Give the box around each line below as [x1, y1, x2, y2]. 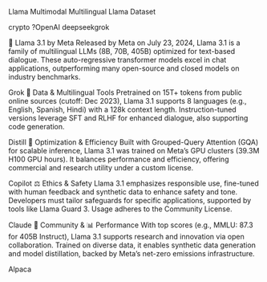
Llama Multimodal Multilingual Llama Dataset [8, 7, 156, 16]
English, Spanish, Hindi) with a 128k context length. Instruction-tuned [8, 104, 237, 114]
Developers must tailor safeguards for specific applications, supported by [8, 196, 252, 205]
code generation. [8, 122, 66, 131]
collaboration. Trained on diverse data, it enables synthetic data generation [8, 240, 257, 250]
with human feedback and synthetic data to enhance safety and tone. [8, 187, 238, 196]
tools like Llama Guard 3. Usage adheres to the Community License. [8, 204, 233, 214]
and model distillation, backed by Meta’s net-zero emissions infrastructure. [8, 249, 255, 258]
